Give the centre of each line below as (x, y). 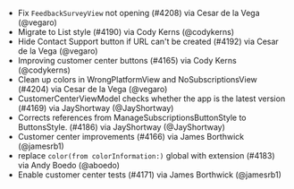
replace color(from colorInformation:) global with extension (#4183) (146, 155)
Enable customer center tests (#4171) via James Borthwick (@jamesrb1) (149, 175)
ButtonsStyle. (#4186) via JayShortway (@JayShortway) (122, 127)
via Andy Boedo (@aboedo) (69, 165)
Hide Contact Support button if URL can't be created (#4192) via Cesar (148, 41)
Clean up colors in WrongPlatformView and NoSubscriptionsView (137, 79)
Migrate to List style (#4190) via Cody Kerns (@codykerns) (126, 32)
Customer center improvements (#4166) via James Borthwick (130, 137)
